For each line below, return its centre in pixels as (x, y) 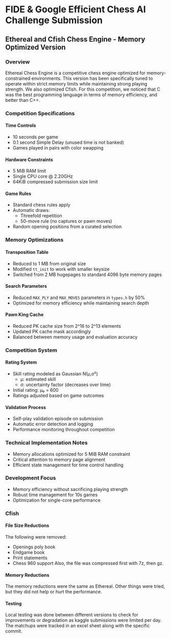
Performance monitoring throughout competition (64, 430)
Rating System (21, 363)
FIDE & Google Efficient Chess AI (76, 9)
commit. (14, 631)
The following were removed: (36, 537)
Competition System (31, 350)
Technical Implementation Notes (46, 443)
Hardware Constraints (29, 159)
